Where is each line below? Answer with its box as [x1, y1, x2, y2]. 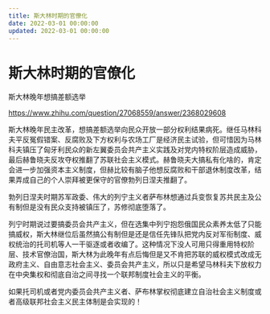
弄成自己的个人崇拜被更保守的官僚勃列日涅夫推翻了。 [14, 175, 191, 185]
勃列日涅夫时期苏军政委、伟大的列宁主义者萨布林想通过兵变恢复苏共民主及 [8, 192, 255, 202]
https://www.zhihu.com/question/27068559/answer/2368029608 [8, 108, 227, 118]
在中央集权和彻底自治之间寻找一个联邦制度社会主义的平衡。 [8, 270, 206, 279]
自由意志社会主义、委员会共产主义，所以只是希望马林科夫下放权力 [43, 259, 262, 270]
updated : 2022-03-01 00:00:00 [8, 27, 110, 35]
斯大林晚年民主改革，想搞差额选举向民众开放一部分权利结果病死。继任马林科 [8, 125, 262, 134]
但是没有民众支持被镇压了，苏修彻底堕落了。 [22, 202, 170, 212]
